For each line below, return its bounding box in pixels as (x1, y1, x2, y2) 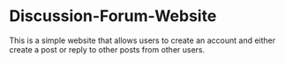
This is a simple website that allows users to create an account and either (9, 35, 276, 45)
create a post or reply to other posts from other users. (9, 44, 206, 54)
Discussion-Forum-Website (9, 6, 217, 26)
